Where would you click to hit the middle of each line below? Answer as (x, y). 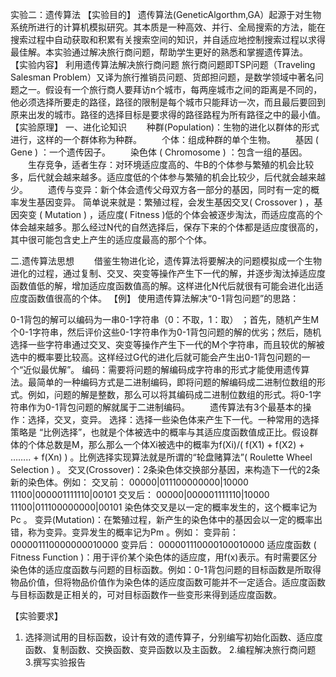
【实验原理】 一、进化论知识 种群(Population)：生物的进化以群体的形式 (165, 127)
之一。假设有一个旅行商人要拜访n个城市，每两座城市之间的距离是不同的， (170, 89)
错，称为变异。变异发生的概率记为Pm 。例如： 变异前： (125, 532)
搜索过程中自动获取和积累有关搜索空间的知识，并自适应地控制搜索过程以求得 (168, 39)
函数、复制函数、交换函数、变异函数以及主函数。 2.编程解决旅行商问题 (170, 649)
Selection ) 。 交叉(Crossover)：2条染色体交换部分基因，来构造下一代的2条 (165, 469)
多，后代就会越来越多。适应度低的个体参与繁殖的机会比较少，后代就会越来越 (168, 177)
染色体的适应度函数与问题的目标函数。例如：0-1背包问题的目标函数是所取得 (166, 569)
